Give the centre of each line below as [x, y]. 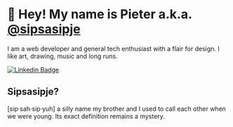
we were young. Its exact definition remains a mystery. [86, 116]
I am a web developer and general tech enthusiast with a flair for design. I [113, 48]
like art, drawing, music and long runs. [62, 56]
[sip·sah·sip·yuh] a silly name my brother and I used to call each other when [117, 109]
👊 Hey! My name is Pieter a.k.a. [100, 14]
